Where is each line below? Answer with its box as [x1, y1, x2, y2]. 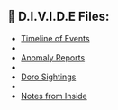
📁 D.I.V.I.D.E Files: [7, 9, 110, 24]
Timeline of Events [20, 32, 90, 43]
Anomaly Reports [20, 51, 86, 63]
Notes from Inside [20, 90, 88, 101]
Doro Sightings [20, 71, 77, 82]
